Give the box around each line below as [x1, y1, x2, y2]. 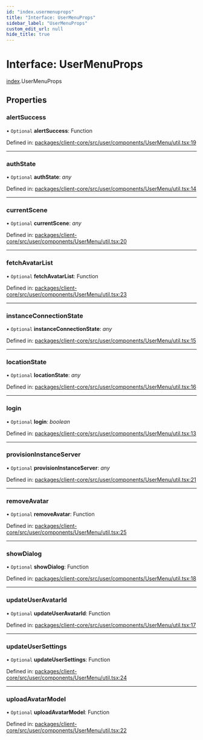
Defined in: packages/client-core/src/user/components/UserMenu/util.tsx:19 [6, 139, 196, 146]
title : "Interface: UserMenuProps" [6, 15, 96, 21]
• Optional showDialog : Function [6, 563, 89, 570]
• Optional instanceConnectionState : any [6, 325, 112, 332]
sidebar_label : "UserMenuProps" [6, 20, 88, 26]
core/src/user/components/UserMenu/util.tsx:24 [6, 674, 127, 682]
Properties [6, 95, 47, 105]
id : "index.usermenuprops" [6, 8, 74, 15]
